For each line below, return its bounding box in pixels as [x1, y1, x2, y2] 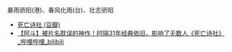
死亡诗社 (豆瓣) [17, 21, 60, 29]
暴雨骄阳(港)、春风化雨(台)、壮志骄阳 [7, 6, 114, 14]
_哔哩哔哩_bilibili [17, 38, 65, 46]
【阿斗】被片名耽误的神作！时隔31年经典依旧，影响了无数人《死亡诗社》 [17, 29, 225, 37]
